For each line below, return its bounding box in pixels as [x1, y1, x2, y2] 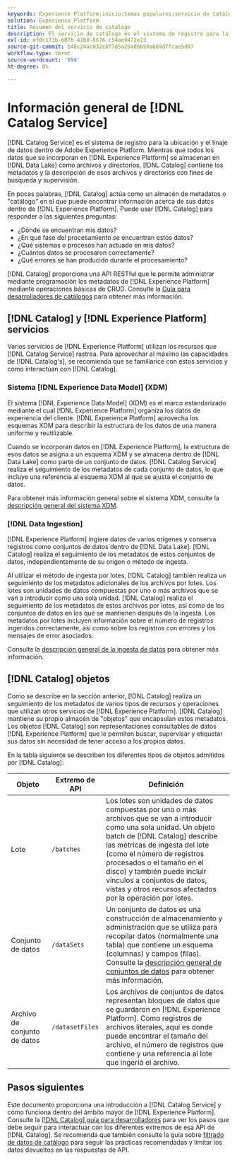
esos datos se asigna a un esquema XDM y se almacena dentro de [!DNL [7, 450, 220, 458]
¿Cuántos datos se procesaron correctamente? [17, 248, 154, 257]
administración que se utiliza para [105, 922, 218, 932]
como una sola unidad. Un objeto [105, 822, 215, 832]
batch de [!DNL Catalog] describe [105, 831, 218, 841]
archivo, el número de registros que [105, 1039, 224, 1049]
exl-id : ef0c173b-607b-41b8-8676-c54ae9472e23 [7, 37, 147, 44]
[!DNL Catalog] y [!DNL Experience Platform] [7, 312, 207, 324]
